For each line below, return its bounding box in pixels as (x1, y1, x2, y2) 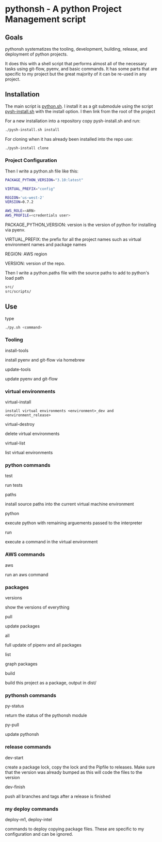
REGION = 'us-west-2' (5, 195, 45, 200)
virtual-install (5, 399, 32, 405)
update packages (5, 623, 40, 629)
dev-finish (5, 784, 26, 790)
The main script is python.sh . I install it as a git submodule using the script (5, 103, 153, 109)
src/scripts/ (5, 289, 32, 294)
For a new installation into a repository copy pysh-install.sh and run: (5, 118, 141, 124)
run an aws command (5, 572, 49, 577)
